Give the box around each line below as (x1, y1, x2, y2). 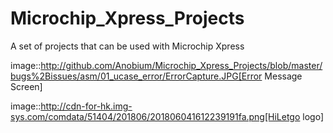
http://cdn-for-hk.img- (40, 100, 133, 112)
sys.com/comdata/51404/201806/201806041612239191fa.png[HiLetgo (10, 110, 301, 122)
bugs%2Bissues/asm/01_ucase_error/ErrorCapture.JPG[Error (10, 70, 263, 82)
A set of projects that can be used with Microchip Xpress (10, 40, 245, 52)
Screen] (10, 80, 43, 92)
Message (264, 70, 303, 82)
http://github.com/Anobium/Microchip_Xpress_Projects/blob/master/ (40, 59, 323, 71)
